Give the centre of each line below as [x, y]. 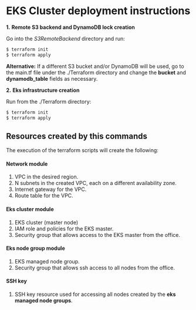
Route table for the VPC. [44, 196]
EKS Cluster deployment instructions [98, 11]
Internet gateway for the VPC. [50, 189]
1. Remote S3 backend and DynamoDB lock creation [70, 27]
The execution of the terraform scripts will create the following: [82, 150]
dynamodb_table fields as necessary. [52, 78]
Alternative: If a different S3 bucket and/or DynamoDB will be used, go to [95, 66]
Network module [27, 164]
